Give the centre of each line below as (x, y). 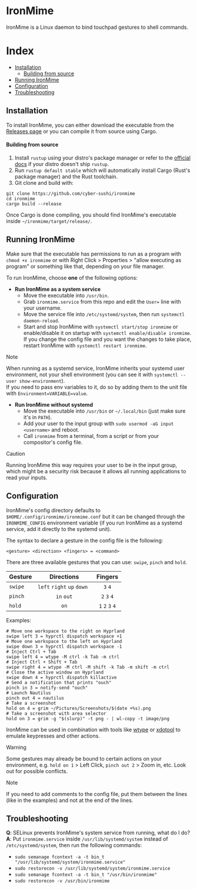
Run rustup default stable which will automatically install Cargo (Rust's (102, 170)
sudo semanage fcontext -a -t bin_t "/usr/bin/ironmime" (86, 875)
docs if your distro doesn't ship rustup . (62, 164)
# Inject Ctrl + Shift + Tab (42, 662)
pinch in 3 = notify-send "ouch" (47, 688)
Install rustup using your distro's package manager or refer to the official (103, 158)
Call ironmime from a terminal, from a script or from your (91, 436)
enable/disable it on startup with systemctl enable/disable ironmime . (107, 333)
